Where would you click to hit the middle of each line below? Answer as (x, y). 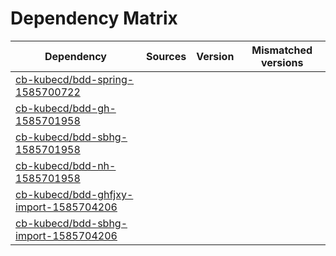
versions (282, 62)
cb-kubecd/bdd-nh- (66, 165)
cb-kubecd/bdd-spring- (75, 79)
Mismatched (282, 50)
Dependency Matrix (94, 18)
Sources (166, 56)
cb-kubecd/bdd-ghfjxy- (74, 194)
